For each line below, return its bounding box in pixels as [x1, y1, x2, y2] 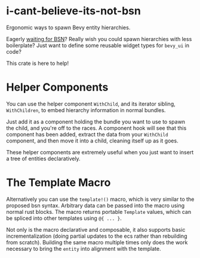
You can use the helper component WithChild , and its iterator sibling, [6, 100, 176, 107]
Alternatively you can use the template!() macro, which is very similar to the [6, 195, 195, 203]
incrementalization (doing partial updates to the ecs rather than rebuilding [6, 232, 187, 240]
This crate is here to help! [6, 60, 69, 67]
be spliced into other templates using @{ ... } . [6, 215, 122, 222]
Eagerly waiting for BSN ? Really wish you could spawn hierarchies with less [6, 35, 192, 42]
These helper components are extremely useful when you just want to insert [6, 148, 194, 156]
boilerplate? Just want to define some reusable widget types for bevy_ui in [6, 42, 190, 49]
